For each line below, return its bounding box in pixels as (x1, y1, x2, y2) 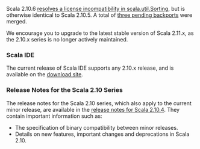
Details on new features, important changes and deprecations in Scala (14, 130, 190, 138)
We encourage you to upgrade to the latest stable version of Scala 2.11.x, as (6, 29, 194, 37)
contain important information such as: (6, 112, 102, 120)
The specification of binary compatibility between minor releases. (14, 124, 178, 131)
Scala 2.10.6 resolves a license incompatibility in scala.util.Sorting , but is (6, 5, 186, 12)
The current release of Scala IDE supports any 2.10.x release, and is (6, 64, 174, 71)
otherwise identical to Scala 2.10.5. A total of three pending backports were (6, 11, 193, 19)
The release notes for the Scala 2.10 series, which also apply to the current (6, 99, 192, 107)
